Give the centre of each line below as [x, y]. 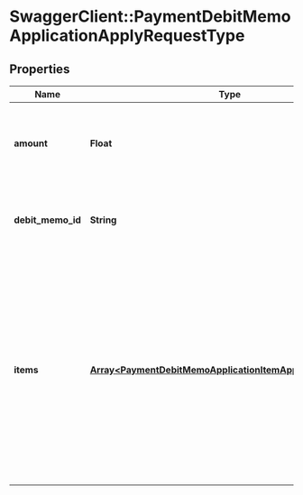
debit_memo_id [47, 220]
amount [31, 143]
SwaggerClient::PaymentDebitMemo [150, 17]
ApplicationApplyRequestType [127, 36]
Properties [40, 69]
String [103, 220]
